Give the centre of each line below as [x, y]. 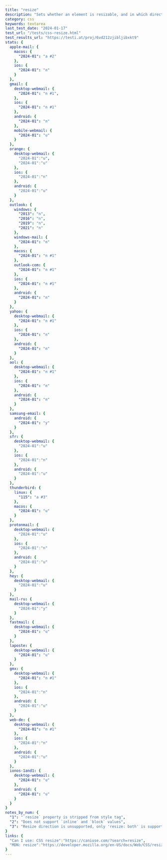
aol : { [16, 362]
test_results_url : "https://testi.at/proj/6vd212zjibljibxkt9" [72, 38]
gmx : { [16, 669]
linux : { [23, 492]
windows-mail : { [31, 237]
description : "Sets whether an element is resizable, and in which [77, 14]
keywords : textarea [25, 24]
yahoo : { [19, 311]
